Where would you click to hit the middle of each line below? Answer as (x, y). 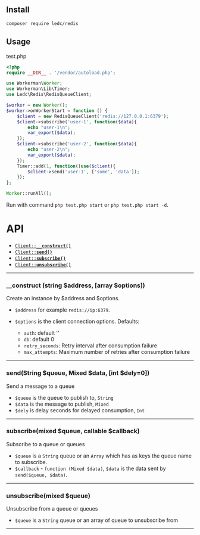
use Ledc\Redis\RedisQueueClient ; (49, 95)
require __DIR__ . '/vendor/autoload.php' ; (61, 73)
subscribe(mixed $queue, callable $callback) (73, 431)
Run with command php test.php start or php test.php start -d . (87, 205)
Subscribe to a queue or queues (46, 444)
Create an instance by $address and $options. (63, 298)
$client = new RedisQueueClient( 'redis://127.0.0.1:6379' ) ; (93, 116)
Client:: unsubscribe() (43, 265)
